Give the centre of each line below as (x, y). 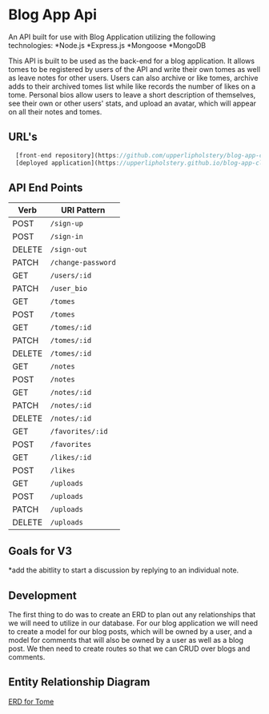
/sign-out (69, 250)
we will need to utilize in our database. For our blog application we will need (133, 623)
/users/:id (71, 276)
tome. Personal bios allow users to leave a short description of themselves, (132, 94)
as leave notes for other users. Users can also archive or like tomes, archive (133, 78)
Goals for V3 (40, 550)
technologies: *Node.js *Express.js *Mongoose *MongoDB (107, 45)
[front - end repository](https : (68, 155)
